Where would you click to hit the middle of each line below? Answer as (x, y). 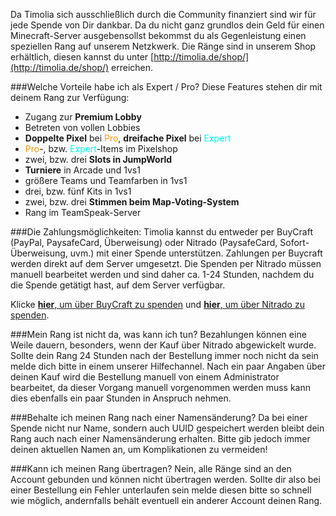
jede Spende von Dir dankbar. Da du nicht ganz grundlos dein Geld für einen (167, 25)
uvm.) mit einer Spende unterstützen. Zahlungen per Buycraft (196, 253)
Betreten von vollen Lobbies (82, 127)
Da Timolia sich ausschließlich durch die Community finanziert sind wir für (163, 14)
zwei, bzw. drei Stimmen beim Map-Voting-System (132, 202)
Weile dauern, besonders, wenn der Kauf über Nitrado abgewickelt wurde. (163, 345)
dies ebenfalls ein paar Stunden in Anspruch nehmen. (121, 398)
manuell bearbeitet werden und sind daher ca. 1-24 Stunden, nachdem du (162, 274)
